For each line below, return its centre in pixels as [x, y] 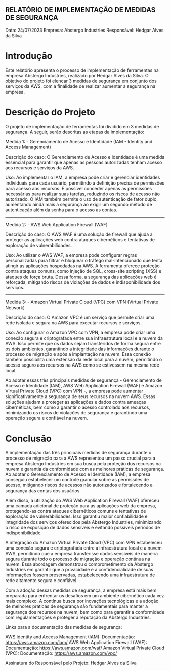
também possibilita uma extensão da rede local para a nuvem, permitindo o [84, 359]
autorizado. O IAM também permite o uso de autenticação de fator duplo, [82, 199]
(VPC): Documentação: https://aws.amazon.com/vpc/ [61, 653]
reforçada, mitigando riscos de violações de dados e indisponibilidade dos [83, 282]
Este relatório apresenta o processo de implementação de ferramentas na [82, 70]
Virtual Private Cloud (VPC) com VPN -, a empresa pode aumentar [74, 391]
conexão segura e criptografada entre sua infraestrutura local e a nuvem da [84, 338]
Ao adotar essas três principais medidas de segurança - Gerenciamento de [83, 380]
